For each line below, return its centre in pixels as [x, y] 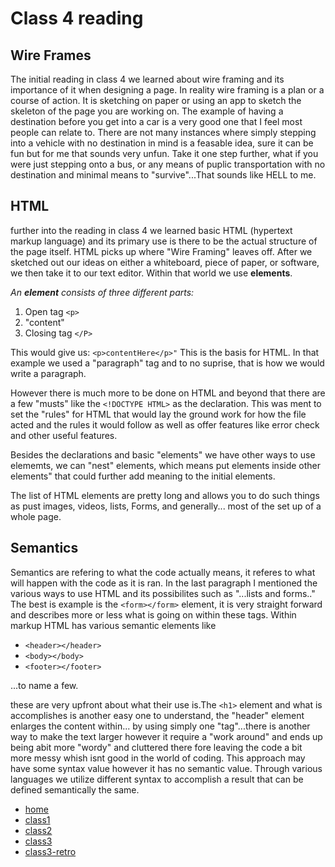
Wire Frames [51, 55]
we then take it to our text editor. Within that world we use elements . [151, 273]
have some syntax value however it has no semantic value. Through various [166, 768]
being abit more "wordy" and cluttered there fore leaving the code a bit [156, 747]
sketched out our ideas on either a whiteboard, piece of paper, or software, [165, 262]
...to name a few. [44, 685]
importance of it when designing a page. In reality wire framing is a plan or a [167, 90]
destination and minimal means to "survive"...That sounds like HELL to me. [163, 175]
